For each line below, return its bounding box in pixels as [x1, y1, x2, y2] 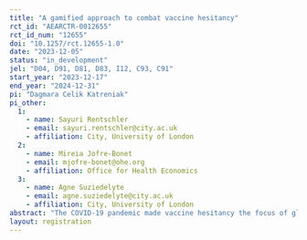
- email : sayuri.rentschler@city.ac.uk [26, 124, 178, 133]
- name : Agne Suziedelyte [26, 183, 125, 193]
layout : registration [9, 216, 92, 226]
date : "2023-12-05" [9, 47, 84, 57]
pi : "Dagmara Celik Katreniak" [9, 89, 129, 99]
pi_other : [9, 98, 48, 108]
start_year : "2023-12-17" [9, 73, 108, 82]
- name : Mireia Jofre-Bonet [26, 149, 132, 158]
